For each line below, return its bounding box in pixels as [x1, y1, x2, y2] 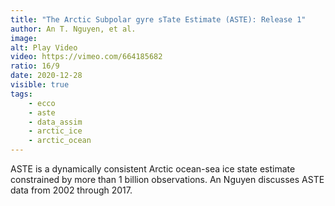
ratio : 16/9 [10, 61, 60, 71]
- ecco [28, 98, 56, 108]
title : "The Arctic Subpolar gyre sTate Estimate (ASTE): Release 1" [10, 14, 307, 25]
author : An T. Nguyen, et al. [10, 24, 137, 34]
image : [10, 33, 38, 43]
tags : [10, 89, 33, 99]
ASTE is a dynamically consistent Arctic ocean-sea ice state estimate [10, 163, 296, 175]
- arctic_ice [28, 126, 83, 136]
